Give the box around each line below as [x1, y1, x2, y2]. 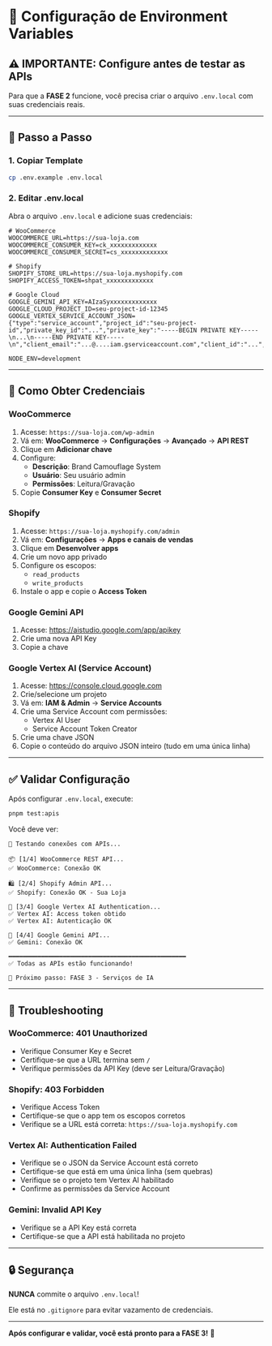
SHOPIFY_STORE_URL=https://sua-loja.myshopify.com [8, 269, 183, 277]
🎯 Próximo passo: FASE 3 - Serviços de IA [8, 974, 154, 983]
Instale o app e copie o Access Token [19, 586, 147, 596]
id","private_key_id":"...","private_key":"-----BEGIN [8, 326, 198, 334]
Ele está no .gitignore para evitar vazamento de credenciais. [8, 1305, 214, 1314]
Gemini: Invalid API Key [8, 1204, 102, 1215]
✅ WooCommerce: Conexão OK [8, 864, 101, 873]
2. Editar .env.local [8, 192, 83, 204]
